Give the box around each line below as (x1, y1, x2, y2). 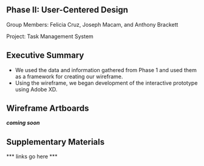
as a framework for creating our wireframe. (15, 73, 123, 80)
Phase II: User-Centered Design (6, 5, 129, 15)
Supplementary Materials (6, 136, 105, 147)
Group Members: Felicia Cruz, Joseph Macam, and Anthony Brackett (6, 21, 178, 28)
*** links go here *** (6, 153, 58, 160)
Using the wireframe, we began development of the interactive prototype (15, 79, 198, 87)
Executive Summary (6, 50, 84, 61)
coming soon (6, 119, 41, 127)
